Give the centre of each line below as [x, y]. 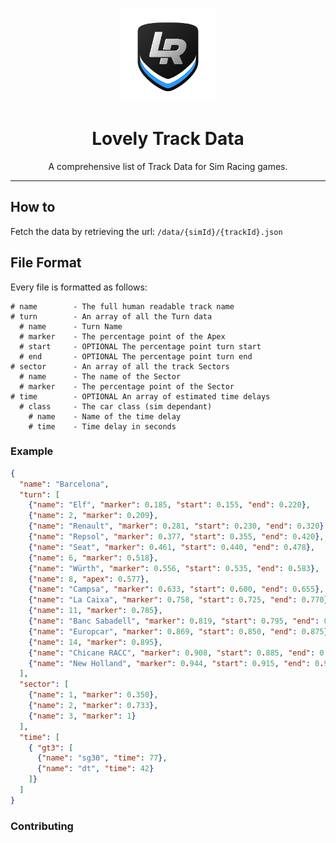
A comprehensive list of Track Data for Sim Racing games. [168, 166]
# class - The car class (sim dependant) [116, 406]
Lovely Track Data [168, 139]
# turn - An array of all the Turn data [111, 316]
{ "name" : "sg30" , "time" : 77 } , [102, 758]
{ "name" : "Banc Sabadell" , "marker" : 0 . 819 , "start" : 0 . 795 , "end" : [174, 621]
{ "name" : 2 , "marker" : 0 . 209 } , [93, 516]
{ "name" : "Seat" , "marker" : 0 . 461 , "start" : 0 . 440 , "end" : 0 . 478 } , [172, 547]
